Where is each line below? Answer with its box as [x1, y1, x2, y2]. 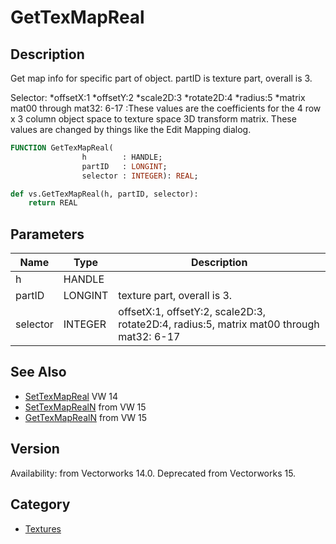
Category [10, 496, 71, 513]
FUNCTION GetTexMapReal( [10, 143, 114, 153]
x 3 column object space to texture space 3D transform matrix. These [10, 113, 297, 125]
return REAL [28, 198, 78, 208]
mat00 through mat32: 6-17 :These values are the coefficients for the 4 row [10, 102, 322, 114]
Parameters [10, 226, 85, 243]
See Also [10, 364, 67, 381]
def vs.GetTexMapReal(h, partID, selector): [10, 189, 199, 199]
